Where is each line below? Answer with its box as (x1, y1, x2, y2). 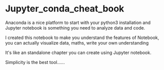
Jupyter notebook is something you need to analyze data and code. (5, 24, 145, 30)
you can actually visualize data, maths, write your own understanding (5, 39, 149, 45)
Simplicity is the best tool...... (5, 59, 65, 65)
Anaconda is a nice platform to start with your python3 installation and (5, 19, 151, 25)
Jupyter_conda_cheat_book (5, 3, 124, 14)
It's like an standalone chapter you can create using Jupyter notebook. (5, 49, 152, 55)
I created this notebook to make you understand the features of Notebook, (5, 34, 159, 40)
